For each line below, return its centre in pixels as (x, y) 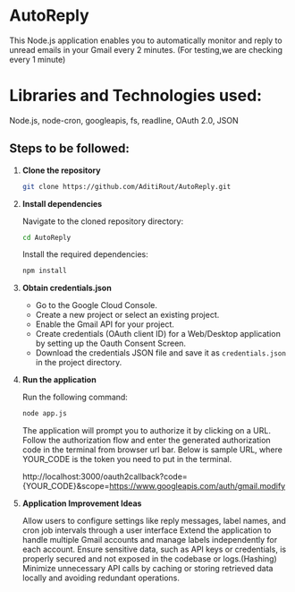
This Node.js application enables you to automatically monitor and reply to (146, 40)
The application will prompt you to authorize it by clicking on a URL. (146, 431)
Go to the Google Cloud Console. (97, 305)
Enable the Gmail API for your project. (105, 324)
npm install (44, 271)
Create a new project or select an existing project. (127, 315)
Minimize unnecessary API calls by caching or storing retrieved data (147, 569)
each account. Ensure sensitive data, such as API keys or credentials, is (154, 549)
